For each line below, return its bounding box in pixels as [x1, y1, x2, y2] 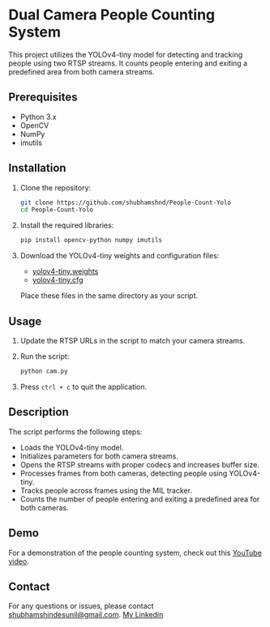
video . [8, 557, 30, 566]
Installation [8, 161, 66, 175]
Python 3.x [19, 112, 57, 122]
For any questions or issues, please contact [8, 601, 154, 611]
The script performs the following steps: [8, 427, 143, 437]
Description [8, 405, 69, 419]
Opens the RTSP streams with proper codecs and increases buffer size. [19, 459, 260, 469]
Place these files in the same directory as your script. [19, 291, 199, 301]
